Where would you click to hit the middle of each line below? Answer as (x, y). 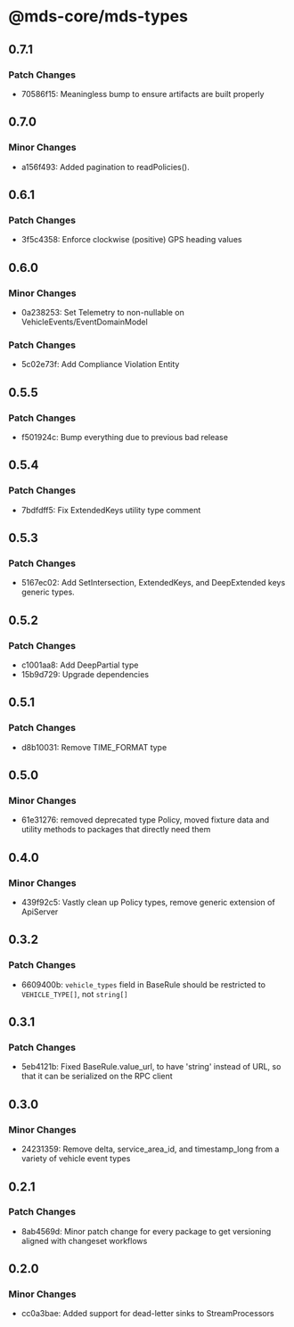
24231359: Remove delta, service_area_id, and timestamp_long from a (150, 1149)
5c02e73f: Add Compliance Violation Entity (100, 365)
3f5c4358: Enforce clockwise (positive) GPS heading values (131, 240)
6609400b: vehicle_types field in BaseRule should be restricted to (143, 984)
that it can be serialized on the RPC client (97, 1077)
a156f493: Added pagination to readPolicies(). (105, 167)
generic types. (48, 592)
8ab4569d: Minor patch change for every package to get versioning (146, 1231)
